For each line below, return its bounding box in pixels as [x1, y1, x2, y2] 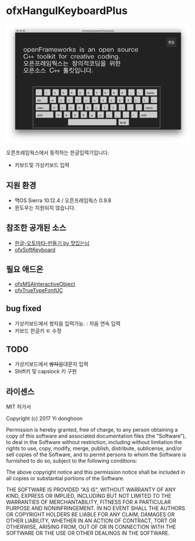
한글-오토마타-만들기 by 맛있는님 [14, 240, 90, 247]
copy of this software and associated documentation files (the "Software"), [6, 432, 187, 439]
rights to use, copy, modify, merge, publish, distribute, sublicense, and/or [6, 445, 182, 452]
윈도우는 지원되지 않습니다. [14, 204, 76, 211]
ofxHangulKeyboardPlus [6, 4, 128, 18]
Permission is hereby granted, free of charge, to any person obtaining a [6, 426, 178, 434]
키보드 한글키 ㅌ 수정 [14, 327, 62, 334]
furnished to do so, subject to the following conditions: [6, 457, 137, 464]
